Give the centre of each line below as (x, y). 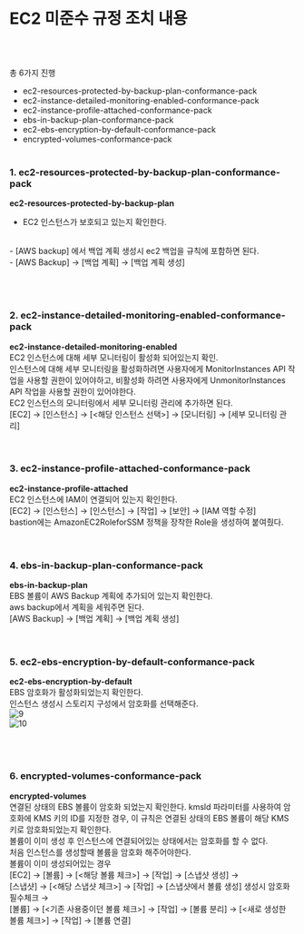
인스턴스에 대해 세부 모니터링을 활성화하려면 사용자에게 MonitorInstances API (147, 369)
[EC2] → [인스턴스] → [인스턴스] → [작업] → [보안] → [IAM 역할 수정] (133, 510)
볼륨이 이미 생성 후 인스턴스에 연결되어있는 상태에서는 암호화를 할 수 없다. (139, 841)
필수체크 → (29, 897)
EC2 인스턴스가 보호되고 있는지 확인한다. (94, 222)
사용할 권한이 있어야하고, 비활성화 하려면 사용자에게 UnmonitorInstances (156, 380)
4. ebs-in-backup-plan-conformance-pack (107, 565)
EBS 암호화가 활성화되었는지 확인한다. (76, 693)
